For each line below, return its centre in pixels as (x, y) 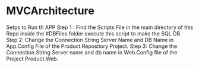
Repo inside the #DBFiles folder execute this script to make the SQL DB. (94, 33)
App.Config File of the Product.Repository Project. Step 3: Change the (92, 46)
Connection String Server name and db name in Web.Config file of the (92, 52)
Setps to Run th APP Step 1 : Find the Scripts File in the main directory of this (100, 27)
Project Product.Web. (32, 59)
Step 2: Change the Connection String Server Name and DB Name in (90, 40)
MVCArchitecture (50, 11)
